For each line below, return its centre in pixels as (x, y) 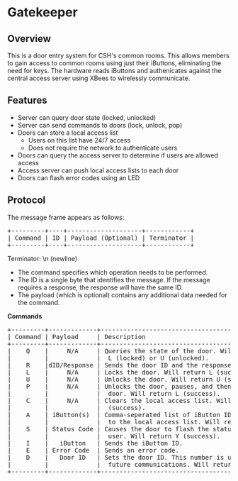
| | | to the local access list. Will (114, 422)
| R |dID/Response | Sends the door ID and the (103, 365)
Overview (29, 39)
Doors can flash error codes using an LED (79, 177)
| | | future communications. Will (108, 464)
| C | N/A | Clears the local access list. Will (119, 400)
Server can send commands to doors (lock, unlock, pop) (100, 125)
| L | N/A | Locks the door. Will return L (110, 372)
